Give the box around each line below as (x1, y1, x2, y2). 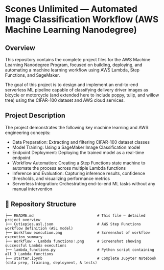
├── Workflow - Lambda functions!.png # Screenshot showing (5, 239, 141, 244)
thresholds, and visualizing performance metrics (12, 175, 110, 181)
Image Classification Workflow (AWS (5, 14, 159, 25)
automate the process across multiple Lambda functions (12, 165, 126, 171)
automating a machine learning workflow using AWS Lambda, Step (5, 67, 140, 73)
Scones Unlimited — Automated (5, 3, 138, 15)
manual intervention (12, 186, 53, 192)
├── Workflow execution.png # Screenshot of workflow (5, 230, 150, 235)
